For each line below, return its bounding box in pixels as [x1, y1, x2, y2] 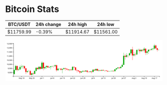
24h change [35, 21, 61, 27]
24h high [67, 21, 87, 27]
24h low [96, 21, 114, 27]
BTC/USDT [8, 21, 31, 27]
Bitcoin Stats [5, 3, 59, 15]
